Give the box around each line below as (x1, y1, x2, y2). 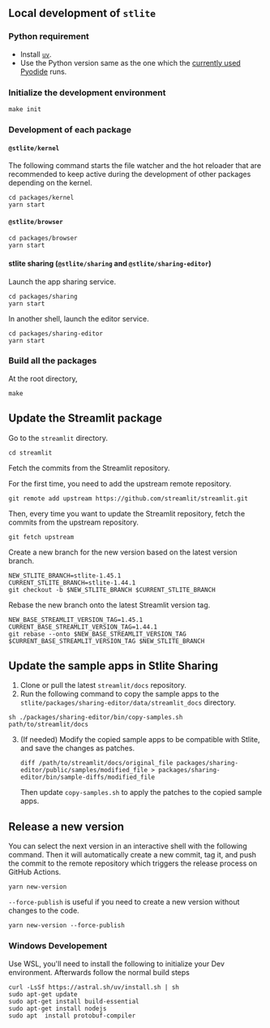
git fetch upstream (8, 533, 75, 541)
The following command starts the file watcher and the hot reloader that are (8, 161, 262, 171)
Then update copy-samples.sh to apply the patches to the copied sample (19, 788, 262, 797)
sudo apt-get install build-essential (8, 997, 139, 1005)
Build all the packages (8, 355, 97, 366)
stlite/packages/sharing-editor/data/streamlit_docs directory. (19, 698, 237, 707)
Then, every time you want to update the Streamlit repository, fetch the (8, 508, 246, 518)
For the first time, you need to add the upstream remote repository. (8, 478, 232, 488)
